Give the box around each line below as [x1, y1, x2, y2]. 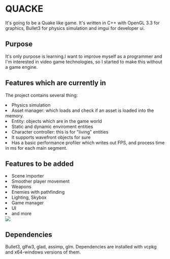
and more [12, 210, 32, 217]
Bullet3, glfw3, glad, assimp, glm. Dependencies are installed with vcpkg [5, 244, 157, 250]
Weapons [12, 184, 31, 190]
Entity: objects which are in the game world [12, 118, 103, 124]
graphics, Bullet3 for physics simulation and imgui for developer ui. [5, 25, 145, 31]
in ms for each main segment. [5, 145, 67, 151]
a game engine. [5, 64, 38, 70]
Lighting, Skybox [12, 194, 47, 200]
